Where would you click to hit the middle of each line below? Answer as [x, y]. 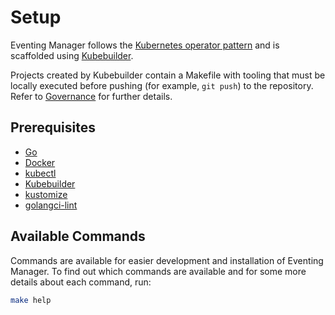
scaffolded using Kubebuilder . [72, 55]
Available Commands [78, 236]
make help [31, 300]
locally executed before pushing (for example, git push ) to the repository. [162, 85]
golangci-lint [51, 205]
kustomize [46, 194]
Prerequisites [53, 127]
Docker [40, 162]
